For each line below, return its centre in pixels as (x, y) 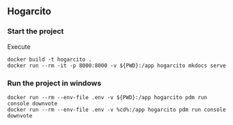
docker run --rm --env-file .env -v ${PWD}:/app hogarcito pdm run (107, 97)
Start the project (36, 31)
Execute (19, 46)
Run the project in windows (54, 83)
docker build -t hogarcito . (50, 59)
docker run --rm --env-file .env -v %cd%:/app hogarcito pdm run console (117, 110)
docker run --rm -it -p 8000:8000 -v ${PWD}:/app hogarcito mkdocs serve (117, 66)
